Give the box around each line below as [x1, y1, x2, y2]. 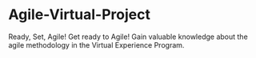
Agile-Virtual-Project [8, 6, 150, 24]
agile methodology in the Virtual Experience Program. [8, 40, 185, 49]
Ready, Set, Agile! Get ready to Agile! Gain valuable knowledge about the [8, 32, 248, 41]
